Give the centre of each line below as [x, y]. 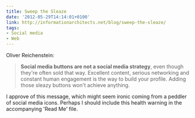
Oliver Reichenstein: [30, 55]
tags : [13, 28]
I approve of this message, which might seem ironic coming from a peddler [97, 96]
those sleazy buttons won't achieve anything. [75, 85]
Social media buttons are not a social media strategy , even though [102, 67]
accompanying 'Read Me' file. [42, 109]
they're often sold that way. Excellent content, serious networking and [105, 73]
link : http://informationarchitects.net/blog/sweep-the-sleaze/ [86, 22]
